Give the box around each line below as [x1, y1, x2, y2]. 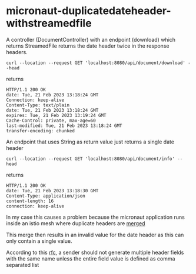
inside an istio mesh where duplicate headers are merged [6, 219, 145, 227]
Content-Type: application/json [6, 193, 85, 199]
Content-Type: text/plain [6, 102, 69, 108]
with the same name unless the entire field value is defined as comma [6, 255, 175, 262]
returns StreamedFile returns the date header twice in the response [6, 42, 170, 49]
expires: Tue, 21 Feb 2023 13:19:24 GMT [6, 112, 107, 118]
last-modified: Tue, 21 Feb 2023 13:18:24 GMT [6, 122, 122, 129]
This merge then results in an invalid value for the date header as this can [6, 231, 184, 238]
